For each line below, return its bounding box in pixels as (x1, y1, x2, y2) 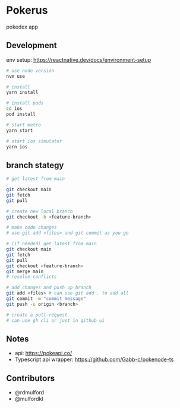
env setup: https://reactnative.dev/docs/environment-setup (6, 56, 151, 63)
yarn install (6, 90, 39, 96)
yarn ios (6, 144, 28, 150)
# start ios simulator (6, 138, 62, 144)
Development (6, 40, 58, 50)
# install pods (6, 100, 44, 106)
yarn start (6, 127, 33, 134)
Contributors (6, 373, 55, 383)
